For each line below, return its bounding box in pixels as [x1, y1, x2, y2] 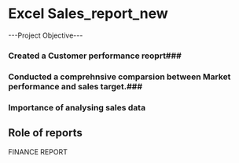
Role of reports [8, 126, 83, 139]
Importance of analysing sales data [8, 102, 146, 113]
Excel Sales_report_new [8, 5, 169, 23]
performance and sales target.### [8, 81, 143, 92]
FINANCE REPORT [8, 147, 68, 157]
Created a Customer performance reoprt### [8, 50, 182, 61]
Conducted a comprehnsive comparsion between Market [8, 71, 231, 82]
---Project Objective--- [8, 31, 83, 40]
